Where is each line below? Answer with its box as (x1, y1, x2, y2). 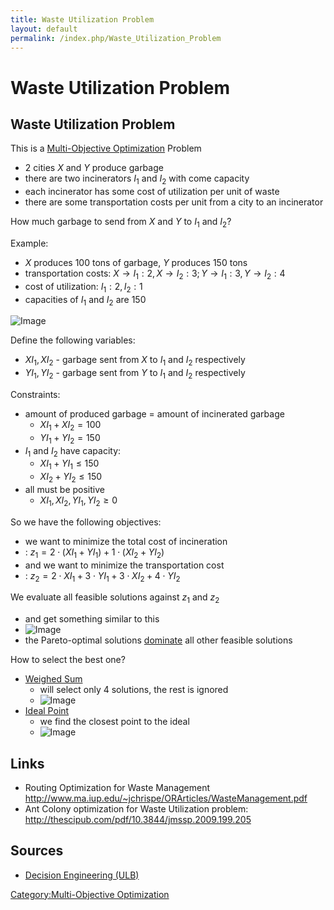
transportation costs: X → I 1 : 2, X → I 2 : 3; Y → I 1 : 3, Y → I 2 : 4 (24, 267, 286, 281)
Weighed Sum (24, 673, 83, 685)
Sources (10, 842, 64, 860)
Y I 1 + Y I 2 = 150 (39, 431, 101, 446)
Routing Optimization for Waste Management (24, 781, 211, 793)
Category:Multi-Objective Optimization (10, 888, 170, 900)
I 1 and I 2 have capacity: (24, 444, 122, 459)
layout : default (10, 24, 78, 34)
